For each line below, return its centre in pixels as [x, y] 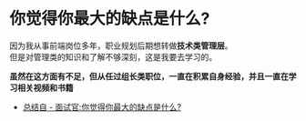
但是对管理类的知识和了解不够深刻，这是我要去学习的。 [113, 56]
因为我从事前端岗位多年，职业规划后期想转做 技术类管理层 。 [121, 45]
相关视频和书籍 [45, 87]
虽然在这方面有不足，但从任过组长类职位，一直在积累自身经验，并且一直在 [149, 76]
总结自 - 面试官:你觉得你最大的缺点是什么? [102, 106]
